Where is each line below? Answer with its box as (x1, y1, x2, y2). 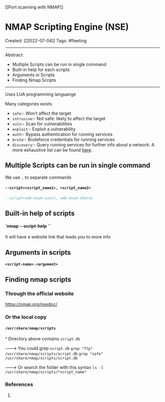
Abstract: (5, 52, 24, 58)
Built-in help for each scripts (12, 67, 70, 72)
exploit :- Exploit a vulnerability (12, 126, 76, 132)
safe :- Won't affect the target (12, 110, 72, 116)
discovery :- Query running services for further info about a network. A (12, 141, 155, 147)
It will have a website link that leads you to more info (5, 234, 111, 240)
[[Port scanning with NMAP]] (5, 4, 64, 10)
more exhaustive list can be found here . (12, 147, 93, 153)
